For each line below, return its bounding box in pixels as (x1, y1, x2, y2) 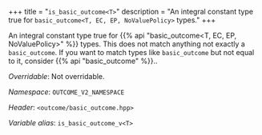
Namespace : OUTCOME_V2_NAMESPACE (8, 87, 125, 97)
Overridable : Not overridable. (8, 72, 106, 81)
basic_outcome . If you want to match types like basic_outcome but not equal (8, 48, 255, 57)
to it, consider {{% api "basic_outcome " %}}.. (8, 56, 158, 66)
